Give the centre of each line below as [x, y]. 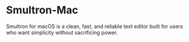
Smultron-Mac [42, 10]
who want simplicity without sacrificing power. [62, 32]
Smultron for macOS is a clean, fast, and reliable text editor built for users [94, 26]
